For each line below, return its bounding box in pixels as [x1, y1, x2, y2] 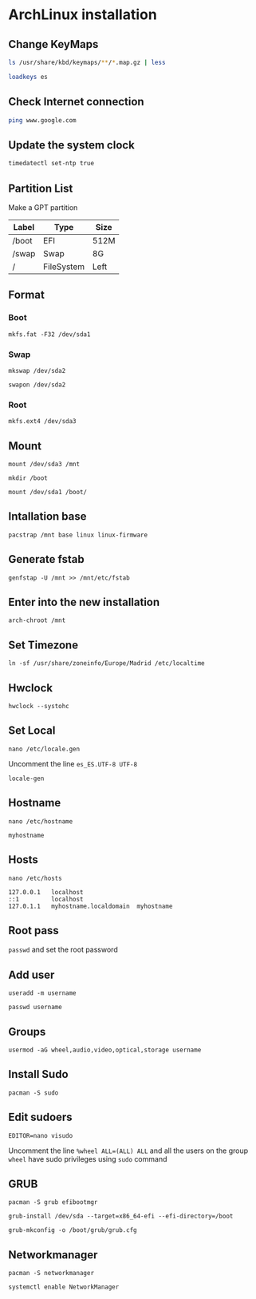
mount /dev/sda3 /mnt [8, 461, 81, 469]
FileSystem [43, 261, 85, 272]
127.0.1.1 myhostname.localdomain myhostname [8, 902, 173, 910]
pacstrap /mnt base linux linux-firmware [8, 531, 148, 539]
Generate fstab [8, 552, 85, 566]
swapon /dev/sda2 [8, 381, 66, 389]
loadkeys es [8, 73, 48, 81]
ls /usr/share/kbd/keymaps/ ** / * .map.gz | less [8, 58, 166, 66]
